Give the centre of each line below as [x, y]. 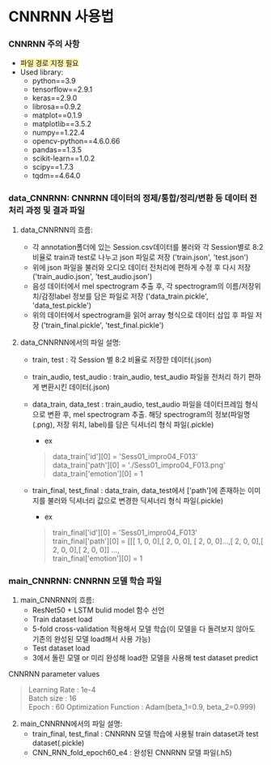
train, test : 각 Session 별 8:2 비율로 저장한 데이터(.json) [122, 359]
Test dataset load [61, 648]
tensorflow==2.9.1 [62, 89]
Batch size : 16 [52, 698]
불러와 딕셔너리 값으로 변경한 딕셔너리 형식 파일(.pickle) [135, 501]
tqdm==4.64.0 [56, 176]
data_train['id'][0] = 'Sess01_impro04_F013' [125, 456]
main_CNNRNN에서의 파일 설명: [71, 724]
